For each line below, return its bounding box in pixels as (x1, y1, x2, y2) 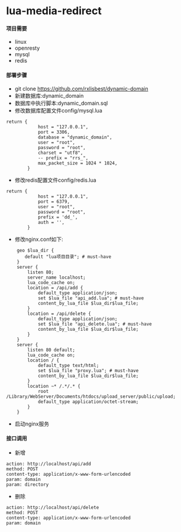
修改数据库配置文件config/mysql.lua (14, 107, 102, 114)
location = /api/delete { (27, 311, 92, 317)
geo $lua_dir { (17, 247, 54, 253)
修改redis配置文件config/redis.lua (14, 176, 96, 183)
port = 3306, (37, 129, 70, 135)
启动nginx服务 (14, 420, 49, 427)
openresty (14, 44, 40, 51)
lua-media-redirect (6, 4, 102, 18)
